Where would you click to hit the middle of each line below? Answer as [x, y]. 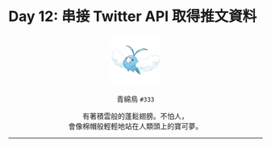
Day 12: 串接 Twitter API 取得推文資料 [133, 16]
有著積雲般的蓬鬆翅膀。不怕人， [135, 116]
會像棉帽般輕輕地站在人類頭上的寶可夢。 [135, 126]
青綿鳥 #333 [135, 99]
